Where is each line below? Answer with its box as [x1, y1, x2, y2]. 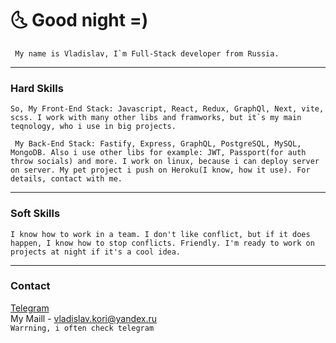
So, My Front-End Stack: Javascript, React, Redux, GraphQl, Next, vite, [10, 104, 325, 114]
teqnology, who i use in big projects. [10, 122, 177, 132]
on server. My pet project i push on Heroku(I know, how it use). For [10, 165, 311, 176]
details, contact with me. [10, 174, 123, 184]
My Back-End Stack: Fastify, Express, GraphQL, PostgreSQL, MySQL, [14, 139, 302, 149]
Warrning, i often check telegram [10, 323, 155, 333]
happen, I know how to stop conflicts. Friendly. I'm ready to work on [10, 238, 315, 248]
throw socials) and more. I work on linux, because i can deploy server [10, 157, 320, 167]
